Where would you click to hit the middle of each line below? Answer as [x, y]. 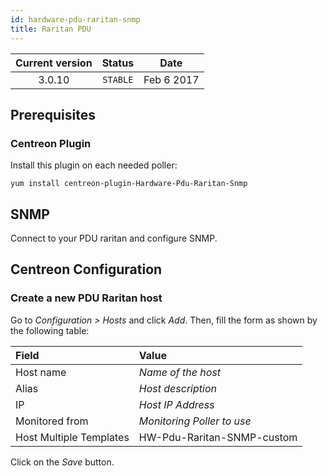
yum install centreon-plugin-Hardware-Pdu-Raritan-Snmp [129, 184]
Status [118, 63]
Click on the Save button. [62, 462]
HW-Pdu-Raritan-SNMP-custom [218, 437]
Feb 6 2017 [171, 79]
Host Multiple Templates [72, 437]
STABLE [118, 79]
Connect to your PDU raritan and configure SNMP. [114, 238]
